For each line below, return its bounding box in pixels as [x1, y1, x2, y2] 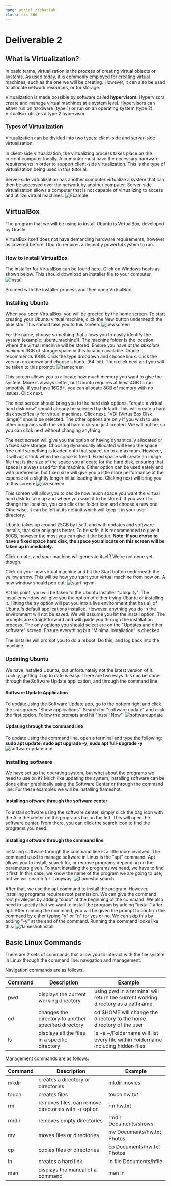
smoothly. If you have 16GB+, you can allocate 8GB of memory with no [5, 385, 154, 391]
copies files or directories [38, 1146, 99, 1153]
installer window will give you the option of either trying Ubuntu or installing [5, 595, 164, 601]
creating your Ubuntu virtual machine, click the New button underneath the [5, 316, 163, 322]
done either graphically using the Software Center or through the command [5, 781, 163, 787]
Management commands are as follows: [5, 1055, 89, 1062]
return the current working [94, 994, 158, 1001]
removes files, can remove [38, 1099, 102, 1106]
